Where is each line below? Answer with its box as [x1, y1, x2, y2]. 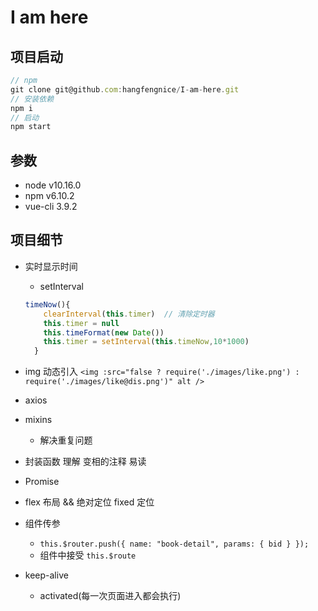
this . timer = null [43, 318, 120, 328]
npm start [10, 122, 52, 132]
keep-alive [24, 569, 69, 581]
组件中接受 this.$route [39, 549, 137, 561]
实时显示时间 [24, 260, 78, 272]
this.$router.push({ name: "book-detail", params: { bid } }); [39, 539, 310, 550]
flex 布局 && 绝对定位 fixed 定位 [24, 496, 155, 508]
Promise [24, 476, 60, 488]
